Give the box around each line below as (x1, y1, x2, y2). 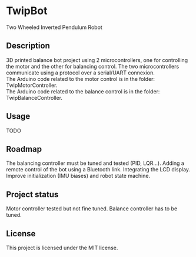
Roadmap (6, 144, 42, 154)
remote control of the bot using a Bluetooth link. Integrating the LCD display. (6, 166, 190, 173)
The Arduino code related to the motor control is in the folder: (6, 75, 155, 82)
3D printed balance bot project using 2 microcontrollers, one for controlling (6, 56, 188, 63)
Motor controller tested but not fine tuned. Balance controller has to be (6, 205, 178, 212)
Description (6, 41, 50, 51)
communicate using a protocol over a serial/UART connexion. (6, 69, 155, 76)
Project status (6, 189, 59, 199)
